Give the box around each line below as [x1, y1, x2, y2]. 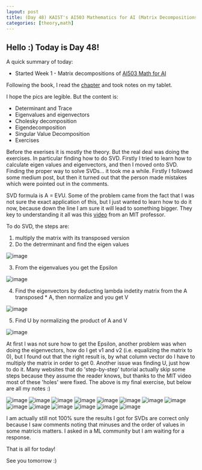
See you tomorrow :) [6, 457, 57, 465]
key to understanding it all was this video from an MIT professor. [6, 211, 166, 218]
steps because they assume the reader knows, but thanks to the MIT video [6, 372, 192, 379]
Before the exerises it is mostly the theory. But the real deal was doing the [6, 148, 189, 156]
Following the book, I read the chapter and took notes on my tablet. [6, 82, 173, 89]
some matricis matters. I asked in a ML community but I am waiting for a [6, 427, 185, 435]
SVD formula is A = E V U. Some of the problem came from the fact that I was [6, 192, 195, 199]
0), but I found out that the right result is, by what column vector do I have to [6, 353, 195, 361]
